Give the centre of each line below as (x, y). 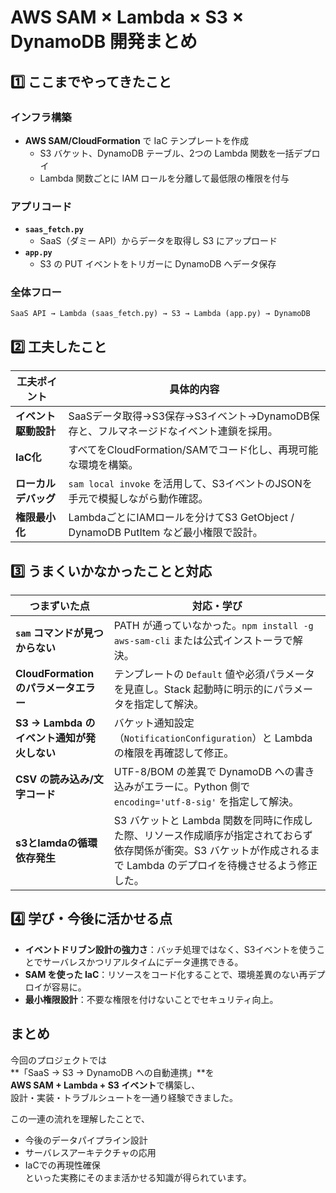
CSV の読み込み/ (54, 779)
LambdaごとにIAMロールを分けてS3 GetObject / (181, 518)
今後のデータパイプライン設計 (86, 1140)
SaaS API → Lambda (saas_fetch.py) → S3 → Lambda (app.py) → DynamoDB (160, 314)
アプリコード (41, 206)
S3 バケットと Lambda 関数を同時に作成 (208, 821)
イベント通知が (51, 738)
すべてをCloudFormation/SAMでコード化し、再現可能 (193, 450)
